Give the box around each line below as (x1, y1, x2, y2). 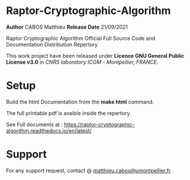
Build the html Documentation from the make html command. (6, 98, 154, 105)
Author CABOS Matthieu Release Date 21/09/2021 (6, 23, 128, 30)
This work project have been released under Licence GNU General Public (6, 52, 185, 59)
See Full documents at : (6, 121, 63, 128)
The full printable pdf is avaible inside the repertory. (6, 109, 131, 116)
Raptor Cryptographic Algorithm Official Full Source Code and (6, 34, 155, 41)
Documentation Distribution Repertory (6, 41, 98, 48)
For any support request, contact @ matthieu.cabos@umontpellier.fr (6, 167, 171, 174)
